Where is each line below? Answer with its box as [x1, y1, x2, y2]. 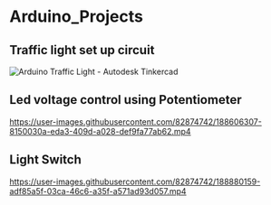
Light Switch [9, 152, 82, 168]
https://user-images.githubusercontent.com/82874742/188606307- [9, 116, 263, 127]
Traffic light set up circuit [9, 42, 155, 58]
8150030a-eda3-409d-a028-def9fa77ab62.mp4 [9, 126, 192, 136]
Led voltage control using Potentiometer [9, 92, 242, 107]
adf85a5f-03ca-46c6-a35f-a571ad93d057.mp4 [9, 185, 188, 196]
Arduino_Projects [9, 6, 143, 27]
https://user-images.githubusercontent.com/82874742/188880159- [9, 176, 261, 187]
